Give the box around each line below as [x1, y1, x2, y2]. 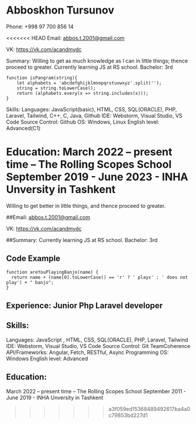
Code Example [6, 254, 61, 264]
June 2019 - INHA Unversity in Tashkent [6, 394, 104, 401]
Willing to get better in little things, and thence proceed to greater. [6, 202, 166, 209]
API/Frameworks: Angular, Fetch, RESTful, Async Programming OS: [6, 349, 169, 356]
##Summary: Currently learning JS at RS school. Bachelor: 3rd [6, 236, 158, 243]
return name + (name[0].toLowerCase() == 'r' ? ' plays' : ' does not [11, 274, 188, 280]
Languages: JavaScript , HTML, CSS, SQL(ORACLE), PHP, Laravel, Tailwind [6, 336, 188, 343]
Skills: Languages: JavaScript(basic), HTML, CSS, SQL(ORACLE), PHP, [6, 105, 177, 112]
